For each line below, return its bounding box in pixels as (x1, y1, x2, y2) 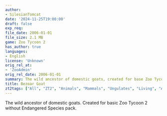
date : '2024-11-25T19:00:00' (5, 16, 66, 21)
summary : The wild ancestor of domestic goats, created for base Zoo (5, 77, 153, 82)
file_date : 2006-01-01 (5, 30, 52, 35)
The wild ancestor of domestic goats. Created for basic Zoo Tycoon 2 (5, 100, 148, 106)
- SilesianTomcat (5, 12, 41, 17)
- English (5, 53, 26, 59)
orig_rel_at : (5, 63, 32, 68)
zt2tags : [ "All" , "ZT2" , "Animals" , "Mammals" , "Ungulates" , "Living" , (5, 86, 157, 91)
